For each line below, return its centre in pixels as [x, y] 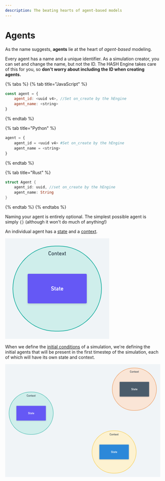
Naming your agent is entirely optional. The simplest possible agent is [76, 217]
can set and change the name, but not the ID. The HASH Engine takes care [81, 64]
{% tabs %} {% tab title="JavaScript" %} [46, 84]
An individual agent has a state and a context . [51, 231]
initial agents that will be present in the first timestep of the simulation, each [82, 352]
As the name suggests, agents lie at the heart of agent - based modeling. [79, 49]
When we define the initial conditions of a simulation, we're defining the [78, 347]
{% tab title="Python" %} [31, 128]
